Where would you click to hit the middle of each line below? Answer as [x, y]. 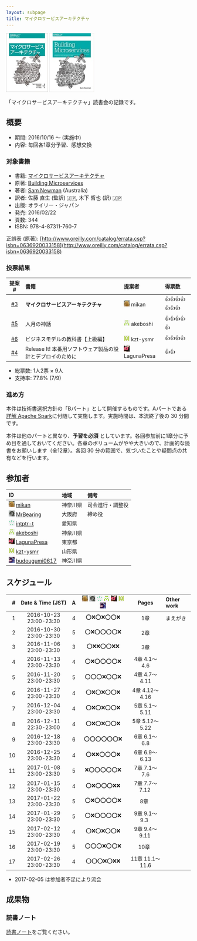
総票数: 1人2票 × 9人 [39, 370]
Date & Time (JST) [44, 603]
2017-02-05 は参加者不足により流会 [58, 879]
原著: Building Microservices [49, 183]
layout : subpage [26, 12]
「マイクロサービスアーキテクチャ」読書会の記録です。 [72, 102]
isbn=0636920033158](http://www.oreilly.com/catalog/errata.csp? [87, 245]
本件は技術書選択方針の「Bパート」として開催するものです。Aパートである [96, 408]
